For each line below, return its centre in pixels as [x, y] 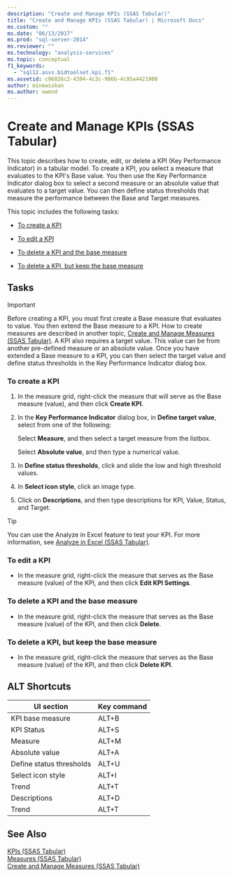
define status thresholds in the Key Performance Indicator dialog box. [107, 363]
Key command [122, 706]
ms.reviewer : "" [31, 46]
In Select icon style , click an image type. [76, 487]
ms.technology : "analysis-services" [61, 53]
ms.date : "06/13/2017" [40, 33]
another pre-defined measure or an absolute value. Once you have [103, 348]
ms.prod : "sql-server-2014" [48, 40]
